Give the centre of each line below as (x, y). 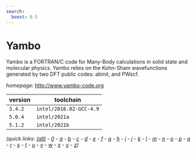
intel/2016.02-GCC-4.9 (68, 109)
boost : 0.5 (25, 17)
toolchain (68, 100)
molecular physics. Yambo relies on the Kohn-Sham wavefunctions (87, 68)
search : (16, 11)
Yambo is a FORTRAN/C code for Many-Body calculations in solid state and (97, 62)
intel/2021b (53, 125)
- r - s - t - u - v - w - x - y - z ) (42, 145)
